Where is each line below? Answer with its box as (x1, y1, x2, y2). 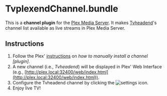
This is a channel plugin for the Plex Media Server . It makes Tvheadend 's (5, 20, 157, 26)
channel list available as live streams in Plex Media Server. (5, 25, 125, 31)
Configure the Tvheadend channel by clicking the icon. (12, 79, 149, 85)
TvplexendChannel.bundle (5, 3, 118, 15)
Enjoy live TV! (12, 85, 41, 91)
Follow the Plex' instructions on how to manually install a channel (12, 53, 148, 59)
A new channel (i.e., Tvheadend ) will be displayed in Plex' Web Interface (12, 63, 162, 69)
